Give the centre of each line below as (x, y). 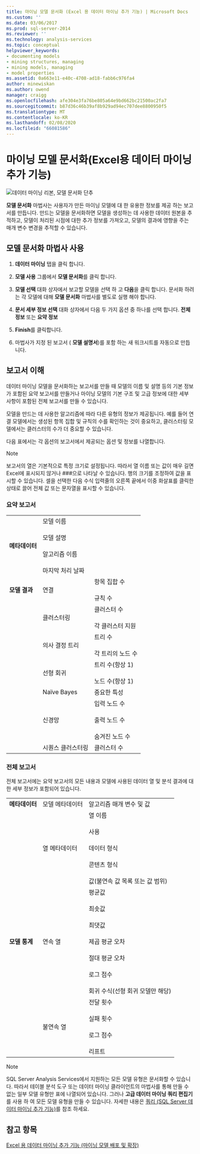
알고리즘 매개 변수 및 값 (119, 804)
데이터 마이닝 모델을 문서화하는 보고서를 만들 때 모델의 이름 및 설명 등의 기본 (95, 386)
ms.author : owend (28, 90)
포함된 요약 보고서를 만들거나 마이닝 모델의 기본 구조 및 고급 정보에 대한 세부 (101, 393)
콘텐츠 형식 (103, 865)
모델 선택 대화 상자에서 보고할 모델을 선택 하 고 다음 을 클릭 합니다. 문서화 (99, 289)
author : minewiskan (30, 84)
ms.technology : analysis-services (49, 39)
